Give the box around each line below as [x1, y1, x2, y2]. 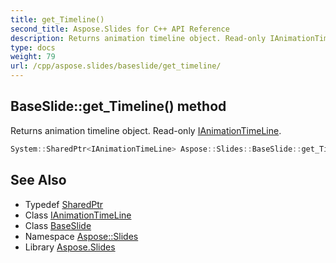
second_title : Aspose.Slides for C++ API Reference [10, 24, 230, 34]
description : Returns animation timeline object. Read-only [10, 33, 267, 43]
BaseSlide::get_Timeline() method [10, 98, 227, 115]
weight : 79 [10, 52, 56, 62]
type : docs [10, 42, 56, 53]
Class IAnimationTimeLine [24, 209, 132, 221]
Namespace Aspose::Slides [24, 230, 139, 242]
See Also [10, 172, 67, 189]
